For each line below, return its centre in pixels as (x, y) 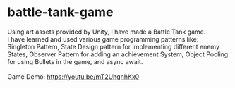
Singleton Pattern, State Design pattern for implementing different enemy (114, 46)
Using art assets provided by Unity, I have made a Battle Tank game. (107, 32)
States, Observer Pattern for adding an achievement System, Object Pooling (118, 54)
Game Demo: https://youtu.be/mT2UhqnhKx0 (73, 76)
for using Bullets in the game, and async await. (75, 61)
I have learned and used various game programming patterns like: (103, 39)
